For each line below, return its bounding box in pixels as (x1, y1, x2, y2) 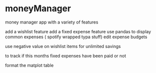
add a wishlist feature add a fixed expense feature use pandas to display (5, 28, 152, 34)
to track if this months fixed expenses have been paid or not (5, 52, 126, 59)
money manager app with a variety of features (5, 19, 99, 25)
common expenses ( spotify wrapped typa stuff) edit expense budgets (5, 34, 148, 40)
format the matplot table (5, 62, 54, 68)
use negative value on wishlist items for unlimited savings (5, 43, 121, 49)
